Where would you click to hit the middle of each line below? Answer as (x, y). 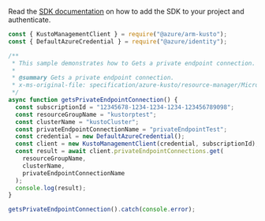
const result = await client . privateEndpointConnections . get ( (119, 152)
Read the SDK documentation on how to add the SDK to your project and (126, 11)
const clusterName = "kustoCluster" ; (77, 122)
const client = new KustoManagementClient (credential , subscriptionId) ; (137, 144)
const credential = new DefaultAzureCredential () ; (100, 137)
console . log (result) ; (51, 188)
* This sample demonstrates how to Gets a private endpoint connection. (134, 63)
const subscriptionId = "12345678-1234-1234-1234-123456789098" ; (125, 107)
